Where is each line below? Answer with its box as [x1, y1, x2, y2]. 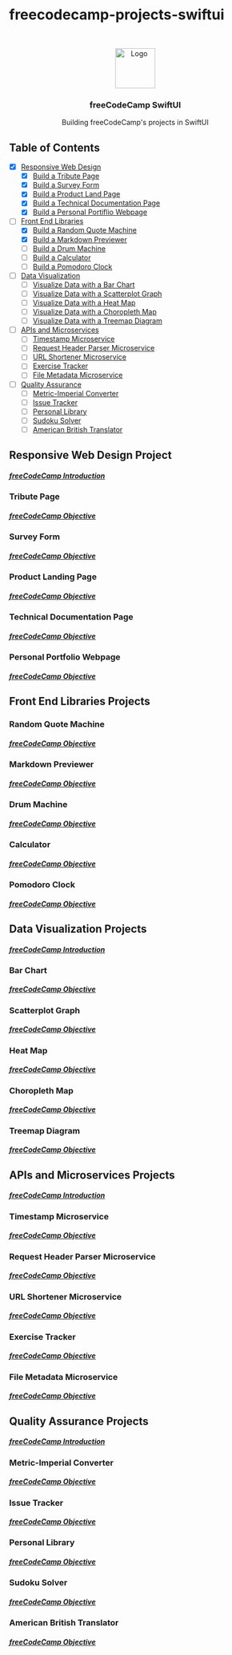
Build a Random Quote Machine [32, 225, 137, 235]
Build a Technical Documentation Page [32, 198, 161, 208]
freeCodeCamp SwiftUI [89, 99, 182, 110]
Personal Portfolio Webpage [9, 651, 121, 663]
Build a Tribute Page [32, 171, 100, 181]
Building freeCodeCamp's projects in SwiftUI [62, 118, 209, 128]
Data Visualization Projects [9, 922, 147, 935]
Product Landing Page [9, 571, 97, 582]
